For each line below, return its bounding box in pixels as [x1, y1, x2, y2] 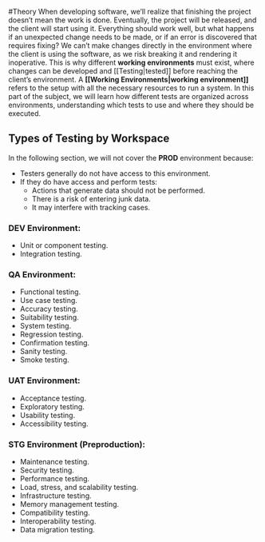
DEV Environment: [8, 222, 81, 233]
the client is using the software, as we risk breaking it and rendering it [8, 50, 238, 58]
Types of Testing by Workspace [8, 132, 170, 145]
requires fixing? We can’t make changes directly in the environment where [8, 41, 253, 50]
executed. [8, 109, 42, 118]
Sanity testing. [19, 347, 68, 357]
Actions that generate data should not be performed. [31, 185, 206, 195]
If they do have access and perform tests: [19, 177, 158, 186]
